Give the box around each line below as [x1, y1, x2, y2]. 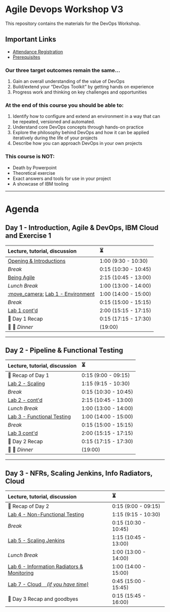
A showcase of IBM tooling [12, 180, 69, 187]
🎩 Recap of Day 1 [8, 372, 50, 379]
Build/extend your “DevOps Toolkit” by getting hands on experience [12, 84, 154, 90]
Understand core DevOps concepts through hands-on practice [12, 124, 144, 130]
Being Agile [8, 273, 35, 281]
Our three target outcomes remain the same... [5, 67, 120, 74]
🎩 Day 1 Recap [8, 315, 43, 322]
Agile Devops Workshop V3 [5, 4, 123, 15]
